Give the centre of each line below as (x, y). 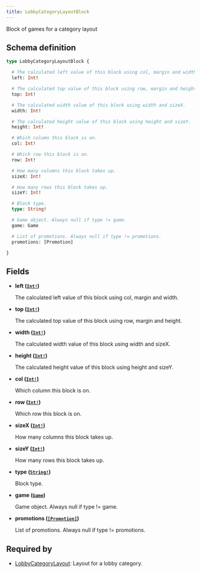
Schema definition (41, 48)
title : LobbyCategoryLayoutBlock (48, 12)
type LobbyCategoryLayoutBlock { (48, 61)
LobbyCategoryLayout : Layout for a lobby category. (78, 563)
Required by (29, 549)
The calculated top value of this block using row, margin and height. (98, 321)
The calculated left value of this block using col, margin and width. (97, 298)
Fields (18, 271)
